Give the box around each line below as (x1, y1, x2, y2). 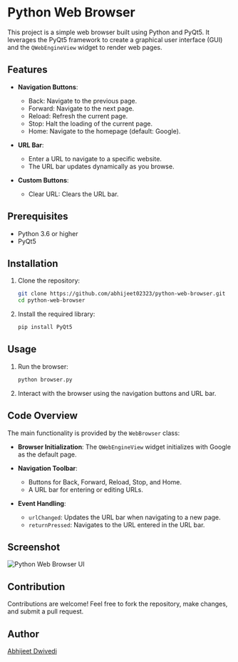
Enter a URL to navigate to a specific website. (28, 154, 162, 163)
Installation (7, 258, 58, 270)
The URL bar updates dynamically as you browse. (28, 162, 175, 170)
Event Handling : (17, 499, 66, 507)
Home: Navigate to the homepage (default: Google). (28, 126, 181, 136)
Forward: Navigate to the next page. (28, 104, 135, 113)
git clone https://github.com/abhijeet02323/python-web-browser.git (17, 290, 226, 297)
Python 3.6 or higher (17, 229, 78, 238)
